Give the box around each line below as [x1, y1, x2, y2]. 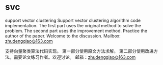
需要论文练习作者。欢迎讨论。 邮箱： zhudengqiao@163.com [13, 54, 136, 60]
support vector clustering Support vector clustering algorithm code [5, 17, 141, 23]
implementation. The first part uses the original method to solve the [5, 22, 141, 28]
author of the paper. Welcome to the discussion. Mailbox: [5, 33, 121, 39]
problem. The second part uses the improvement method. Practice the [5, 28, 147, 33]
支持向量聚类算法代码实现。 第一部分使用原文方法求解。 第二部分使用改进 [5, 48, 154, 54]
